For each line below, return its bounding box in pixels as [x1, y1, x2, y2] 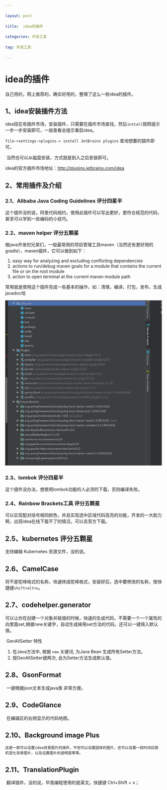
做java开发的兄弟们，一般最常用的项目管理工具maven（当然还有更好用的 [5, 242, 154, 248]
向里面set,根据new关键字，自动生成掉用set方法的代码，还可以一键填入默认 [5, 621, 158, 627]
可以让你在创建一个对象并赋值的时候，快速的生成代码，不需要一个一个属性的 [5, 615, 162, 621]
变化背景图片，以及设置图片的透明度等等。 [8, 751, 83, 756]
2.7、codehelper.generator [5, 601, 91, 609]
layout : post [5, 13, 32, 18]
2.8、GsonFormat [5, 671, 62, 679]
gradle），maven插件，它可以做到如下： [5, 248, 86, 254]
